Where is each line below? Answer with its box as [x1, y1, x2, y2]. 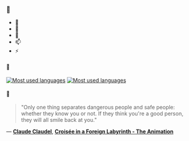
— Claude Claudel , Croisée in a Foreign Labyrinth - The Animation [6, 128, 174, 135]
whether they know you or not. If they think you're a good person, [20, 110, 184, 117]
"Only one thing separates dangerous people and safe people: [20, 103, 175, 111]
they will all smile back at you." [20, 116, 97, 123]
